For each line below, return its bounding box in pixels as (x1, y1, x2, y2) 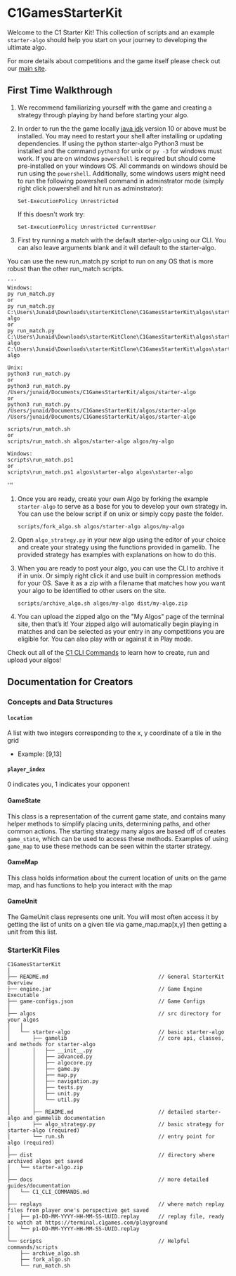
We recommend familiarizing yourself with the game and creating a (17, 103, 212, 112)
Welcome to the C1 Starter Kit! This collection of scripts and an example (7, 28, 215, 37)
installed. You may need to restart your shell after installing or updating (17, 131, 223, 140)
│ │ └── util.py (7, 1096, 80, 1104)
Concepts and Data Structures (7, 697, 114, 707)
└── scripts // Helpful (7, 1238, 190, 1245)
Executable (7, 992, 39, 999)
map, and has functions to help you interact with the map (7, 880, 173, 890)
